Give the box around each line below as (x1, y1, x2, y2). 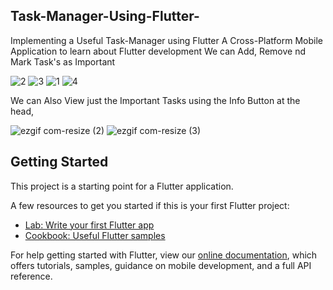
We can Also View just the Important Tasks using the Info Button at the (10, 94, 301, 106)
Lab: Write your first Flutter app (24, 219, 155, 231)
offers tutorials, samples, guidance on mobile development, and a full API (10, 259, 312, 271)
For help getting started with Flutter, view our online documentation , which (10, 249, 318, 261)
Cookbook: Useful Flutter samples (24, 229, 166, 241)
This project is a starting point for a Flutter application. (10, 180, 234, 192)
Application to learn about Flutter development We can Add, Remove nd (10, 45, 306, 57)
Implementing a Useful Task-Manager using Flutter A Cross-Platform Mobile (10, 34, 324, 46)
